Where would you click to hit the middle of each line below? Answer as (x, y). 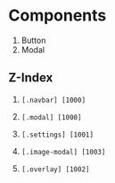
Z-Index (31, 78)
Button (33, 40)
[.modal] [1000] (51, 117)
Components (57, 16)
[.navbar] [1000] (53, 100)
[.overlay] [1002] (55, 169)
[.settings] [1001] (57, 135)
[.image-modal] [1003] (63, 152)
